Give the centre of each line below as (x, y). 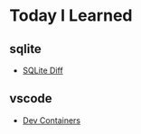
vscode (31, 98)
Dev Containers (52, 120)
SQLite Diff (42, 70)
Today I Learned (71, 16)
